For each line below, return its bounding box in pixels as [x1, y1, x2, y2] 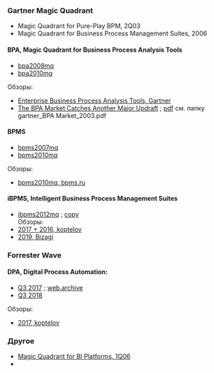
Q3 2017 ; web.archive [17, 284, 84, 292]
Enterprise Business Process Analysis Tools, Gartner [17, 96, 171, 105]
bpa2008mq [17, 61, 55, 69]
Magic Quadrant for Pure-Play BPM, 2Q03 [17, 22, 141, 30]
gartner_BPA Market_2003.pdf [17, 111, 106, 120]
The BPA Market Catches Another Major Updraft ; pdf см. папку [17, 103, 205, 112]
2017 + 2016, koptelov [17, 225, 82, 234]
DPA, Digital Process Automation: [7, 268, 108, 276]
